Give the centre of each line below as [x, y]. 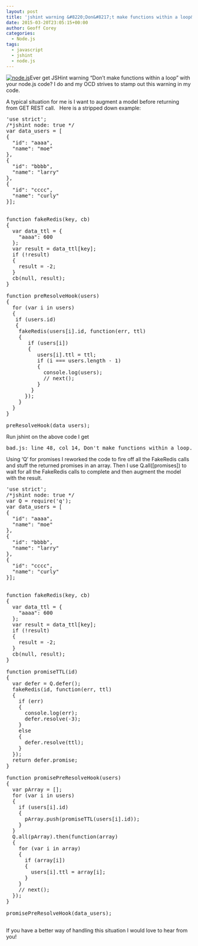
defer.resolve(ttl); [54, 742]
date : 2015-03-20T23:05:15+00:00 [47, 22]
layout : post [22, 11]
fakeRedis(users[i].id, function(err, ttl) [82, 331]
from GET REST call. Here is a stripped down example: [74, 108]
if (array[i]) [45, 860]
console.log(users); [73, 372]
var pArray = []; [37, 789]
